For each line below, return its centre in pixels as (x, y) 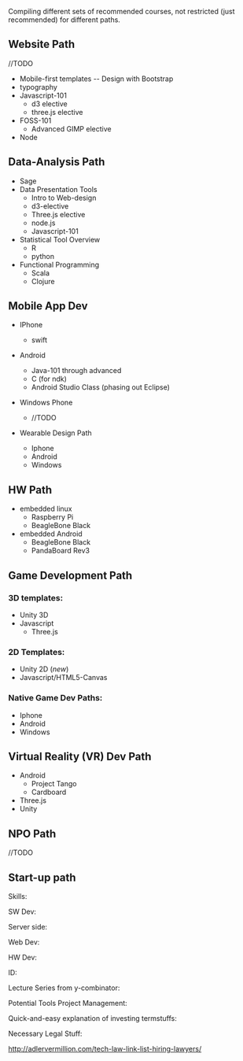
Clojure (43, 281)
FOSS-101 (35, 120)
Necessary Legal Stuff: (45, 1033)
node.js (43, 223)
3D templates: (36, 597)
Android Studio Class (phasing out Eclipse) (101, 387)
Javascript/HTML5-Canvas (63, 678)
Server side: (28, 926)
